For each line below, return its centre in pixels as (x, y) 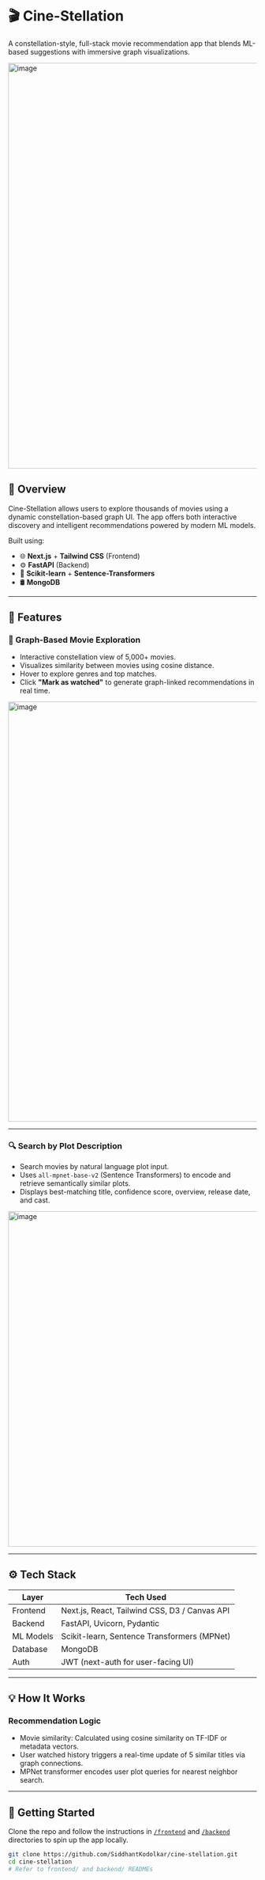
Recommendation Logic (54, 1721)
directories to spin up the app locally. (68, 1840)
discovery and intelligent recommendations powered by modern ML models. (132, 525)
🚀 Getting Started (52, 1812)
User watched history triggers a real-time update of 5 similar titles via (132, 1755)
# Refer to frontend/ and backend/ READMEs (81, 1869)
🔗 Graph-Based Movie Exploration (75, 640)
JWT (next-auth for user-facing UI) (128, 1662)
